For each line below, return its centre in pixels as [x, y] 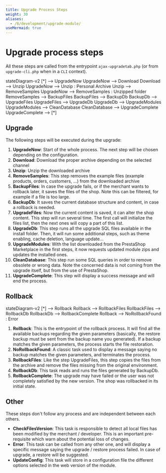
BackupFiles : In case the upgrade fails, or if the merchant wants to [81, 186]
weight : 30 [17, 14]
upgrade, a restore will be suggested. [51, 455]
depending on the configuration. [45, 155]
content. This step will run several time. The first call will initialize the [83, 217]
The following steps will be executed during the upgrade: [63, 140]
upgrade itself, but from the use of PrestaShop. [61, 270]
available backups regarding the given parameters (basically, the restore [86, 334]
